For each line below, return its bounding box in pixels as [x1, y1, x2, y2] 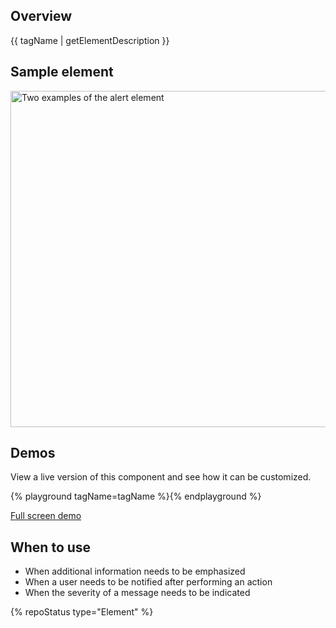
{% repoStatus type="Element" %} [10, 606, 154, 618]
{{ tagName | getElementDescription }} [10, 34, 170, 46]
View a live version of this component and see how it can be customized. [10, 471, 312, 483]
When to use [10, 539, 92, 556]
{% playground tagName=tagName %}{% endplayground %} [10, 490, 262, 503]
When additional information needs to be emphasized [24, 565, 246, 578]
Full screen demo [10, 510, 82, 522]
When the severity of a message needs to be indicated [24, 587, 251, 599]
